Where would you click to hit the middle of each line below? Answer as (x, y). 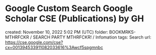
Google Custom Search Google (69, 8)
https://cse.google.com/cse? (34, 42)
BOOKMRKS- (123, 32)
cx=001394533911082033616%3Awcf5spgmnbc (54, 47)
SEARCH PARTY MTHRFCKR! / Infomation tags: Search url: (92, 37)
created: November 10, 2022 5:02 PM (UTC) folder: (57, 32)
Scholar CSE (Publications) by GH (75, 19)
